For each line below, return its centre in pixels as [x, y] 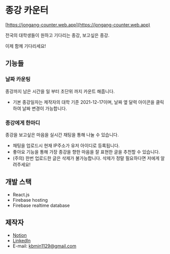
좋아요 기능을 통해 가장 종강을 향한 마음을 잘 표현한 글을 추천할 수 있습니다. [86, 152]
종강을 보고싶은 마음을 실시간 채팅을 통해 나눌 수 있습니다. [62, 134]
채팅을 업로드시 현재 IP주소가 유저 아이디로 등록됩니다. [66, 146]
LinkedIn [22, 240]
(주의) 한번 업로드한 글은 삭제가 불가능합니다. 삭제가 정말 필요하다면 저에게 [86, 158]
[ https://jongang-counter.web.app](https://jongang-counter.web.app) [78, 25]
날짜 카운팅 [18, 79]
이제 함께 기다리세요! [26, 46]
